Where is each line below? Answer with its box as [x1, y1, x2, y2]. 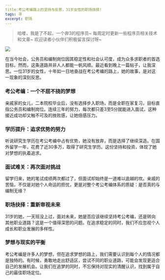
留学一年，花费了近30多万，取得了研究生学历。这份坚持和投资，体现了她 [9, 144, 157, 150]
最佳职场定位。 [13, 269, 44, 275]
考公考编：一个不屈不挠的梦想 [5, 88, 76, 95]
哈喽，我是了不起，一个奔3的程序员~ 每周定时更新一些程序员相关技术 [17, 30, 158, 36]
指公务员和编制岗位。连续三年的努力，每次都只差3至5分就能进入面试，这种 [5, 106, 157, 112]
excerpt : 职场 [5, 16, 33, 21]
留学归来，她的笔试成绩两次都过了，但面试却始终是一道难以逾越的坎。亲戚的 [5, 176, 160, 181]
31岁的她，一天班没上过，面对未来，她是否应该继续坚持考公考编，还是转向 [5, 213, 156, 219]
